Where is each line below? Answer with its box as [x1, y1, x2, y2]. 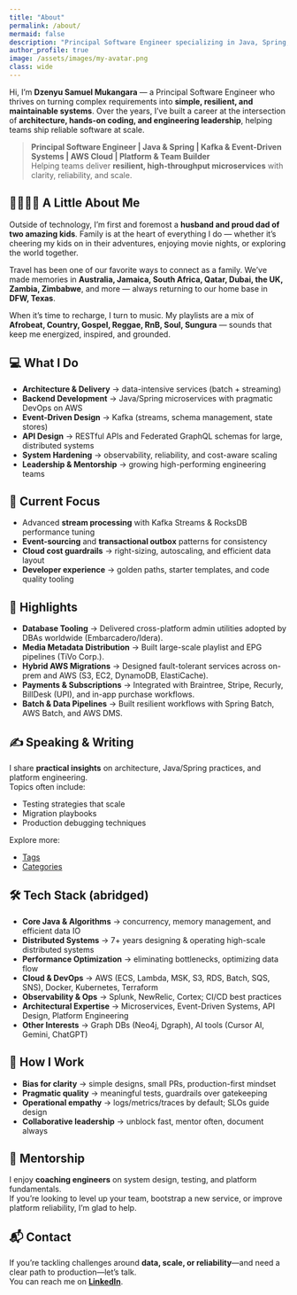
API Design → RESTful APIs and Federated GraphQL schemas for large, [21, 431, 283, 441]
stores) [21, 421, 49, 432]
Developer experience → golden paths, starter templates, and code [21, 565, 270, 575]
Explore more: [9, 834, 60, 845]
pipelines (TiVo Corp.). [21, 651, 104, 662]
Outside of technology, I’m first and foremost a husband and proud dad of [9, 219, 280, 230]
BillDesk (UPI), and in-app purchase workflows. [21, 689, 195, 700]
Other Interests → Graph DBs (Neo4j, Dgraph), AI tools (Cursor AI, [21, 1019, 265, 1030]
